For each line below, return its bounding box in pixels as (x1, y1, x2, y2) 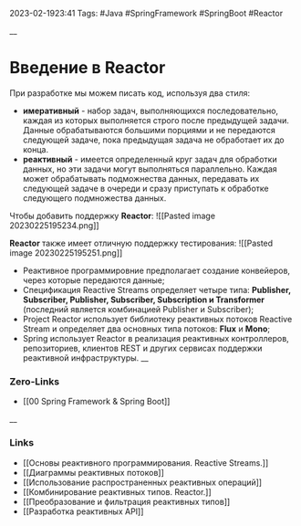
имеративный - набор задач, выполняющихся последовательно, (22, 105, 279, 116)
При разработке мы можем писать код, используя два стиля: (9, 87, 251, 99)
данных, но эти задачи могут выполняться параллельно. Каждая (22, 163, 278, 174)
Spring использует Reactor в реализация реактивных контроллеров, (22, 332, 289, 343)
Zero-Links (9, 374, 60, 387)
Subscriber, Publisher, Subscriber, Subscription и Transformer (22, 294, 265, 305)
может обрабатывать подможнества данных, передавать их (22, 173, 260, 184)
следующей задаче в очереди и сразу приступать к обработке (22, 183, 269, 194)
